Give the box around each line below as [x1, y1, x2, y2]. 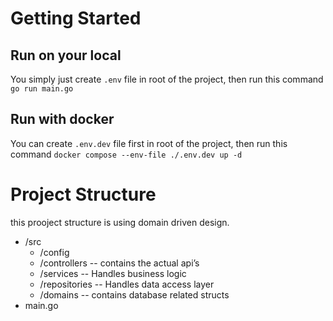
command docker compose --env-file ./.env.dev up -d [10, 148, 243, 160]
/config [39, 246, 70, 258]
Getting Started [10, 7, 142, 30]
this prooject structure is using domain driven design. [10, 216, 230, 228]
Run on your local [10, 47, 122, 64]
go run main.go [10, 84, 74, 94]
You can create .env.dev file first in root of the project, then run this [10, 137, 288, 149]
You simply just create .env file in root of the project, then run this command [10, 73, 324, 85]
